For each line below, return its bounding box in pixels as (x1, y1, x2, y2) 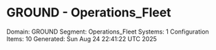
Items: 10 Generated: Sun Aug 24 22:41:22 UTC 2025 (6, 34, 158, 42)
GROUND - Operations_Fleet (6, 5, 171, 21)
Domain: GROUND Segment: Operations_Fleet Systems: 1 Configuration (6, 27, 209, 36)
